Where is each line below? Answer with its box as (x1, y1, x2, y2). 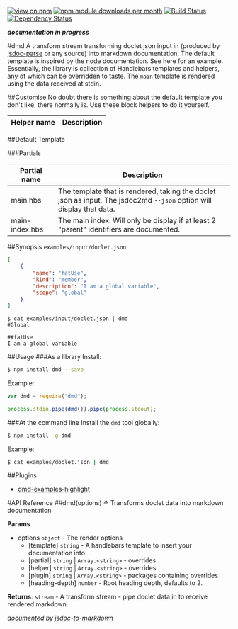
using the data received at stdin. (7, 79, 101, 88)
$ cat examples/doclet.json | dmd (7, 458, 110, 465)
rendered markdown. (7, 600, 69, 608)
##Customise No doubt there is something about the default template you (7, 93, 222, 101)
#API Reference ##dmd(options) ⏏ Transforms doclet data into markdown (7, 499, 224, 507)
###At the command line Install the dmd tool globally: (7, 418, 160, 426)
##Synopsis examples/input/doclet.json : (7, 243, 129, 251)
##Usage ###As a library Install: (7, 353, 101, 361)
